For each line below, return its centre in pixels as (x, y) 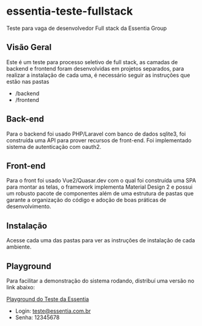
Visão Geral (29, 47)
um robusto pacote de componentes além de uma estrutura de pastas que (100, 194)
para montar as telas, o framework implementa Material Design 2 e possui (99, 187)
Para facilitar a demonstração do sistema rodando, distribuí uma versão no (100, 281)
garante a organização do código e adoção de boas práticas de (86, 200)
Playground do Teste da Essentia (48, 299)
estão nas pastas (28, 81)
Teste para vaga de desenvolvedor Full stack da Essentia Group (87, 28)
